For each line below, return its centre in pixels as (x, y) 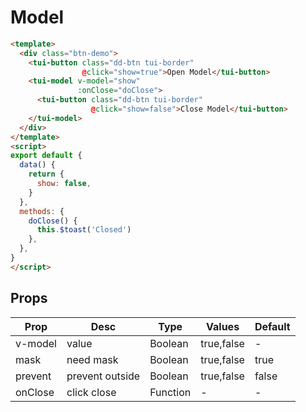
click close (91, 392)
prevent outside (103, 376)
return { (46, 174)
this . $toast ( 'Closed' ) (84, 230)
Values (223, 326)
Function (170, 392)
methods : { (42, 211)
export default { (46, 156)
